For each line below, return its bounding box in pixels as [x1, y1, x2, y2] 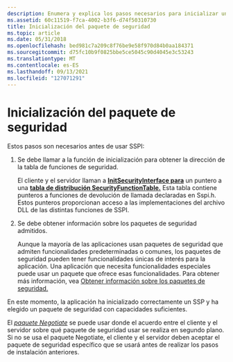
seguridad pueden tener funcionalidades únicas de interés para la [17, 255, 206, 264]
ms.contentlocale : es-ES [7, 62, 79, 69]
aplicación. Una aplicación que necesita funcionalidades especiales [17, 262, 211, 270]
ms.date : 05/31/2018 [7, 36, 67, 43]
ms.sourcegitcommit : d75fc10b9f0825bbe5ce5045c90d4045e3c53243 [7, 49, 194, 56]
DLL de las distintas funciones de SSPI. [17, 206, 130, 214]
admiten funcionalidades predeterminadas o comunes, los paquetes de [17, 248, 221, 256]
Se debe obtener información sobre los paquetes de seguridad [17, 219, 197, 227]
